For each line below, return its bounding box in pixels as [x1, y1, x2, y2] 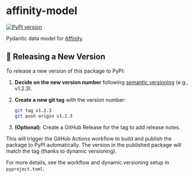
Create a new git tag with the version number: [14, 96, 126, 103]
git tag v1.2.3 [14, 107, 52, 114]
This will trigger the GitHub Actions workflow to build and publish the [6, 135, 172, 142]
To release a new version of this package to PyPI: [6, 67, 125, 74]
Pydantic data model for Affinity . [6, 35, 84, 42]
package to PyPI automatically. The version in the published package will [6, 141, 182, 148]
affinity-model [6, 4, 78, 18]
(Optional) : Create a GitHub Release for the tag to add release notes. [14, 124, 181, 131]
